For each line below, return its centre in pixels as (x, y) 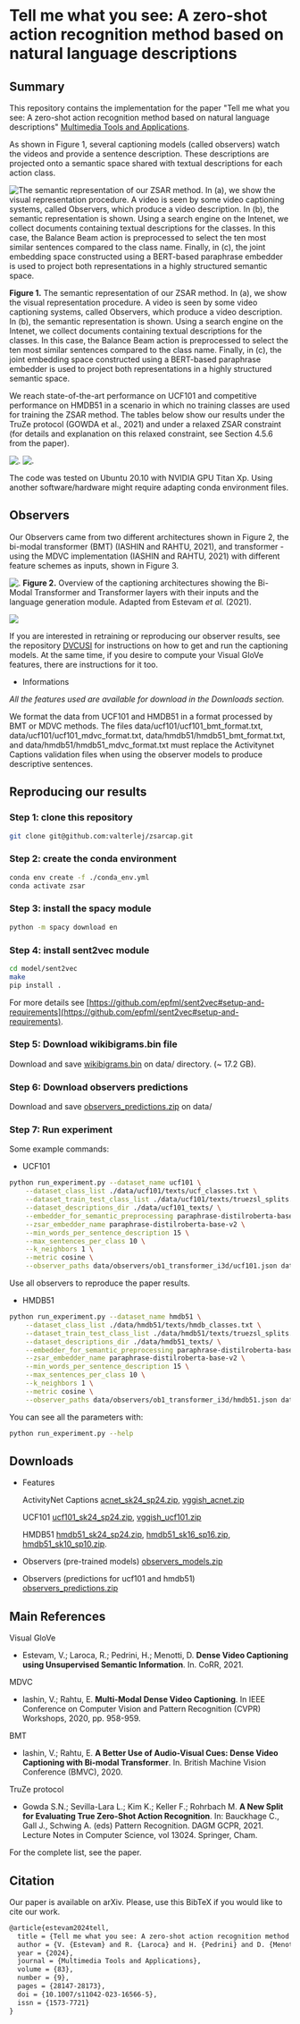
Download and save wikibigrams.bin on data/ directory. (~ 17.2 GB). (133, 1064)
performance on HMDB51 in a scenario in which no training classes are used (150, 405)
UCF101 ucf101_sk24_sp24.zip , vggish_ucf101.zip (112, 1517)
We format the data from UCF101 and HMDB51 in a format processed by (141, 716)
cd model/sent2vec (43, 968)
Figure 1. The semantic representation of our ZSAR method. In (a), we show (148, 293)
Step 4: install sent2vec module (79, 950)
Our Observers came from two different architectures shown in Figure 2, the (149, 536)
